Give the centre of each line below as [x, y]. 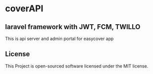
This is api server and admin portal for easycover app [59, 38]
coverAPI [24, 9]
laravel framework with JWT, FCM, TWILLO [73, 27]
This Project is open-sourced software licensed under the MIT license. [77, 66]
